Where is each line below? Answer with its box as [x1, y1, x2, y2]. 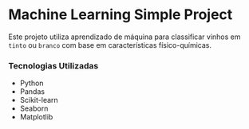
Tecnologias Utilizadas [8, 60, 99, 71]
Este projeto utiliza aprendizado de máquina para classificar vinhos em [8, 32, 241, 41]
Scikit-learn [19, 96, 58, 105]
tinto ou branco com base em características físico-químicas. [8, 40, 211, 49]
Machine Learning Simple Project [8, 6, 233, 24]
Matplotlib [19, 112, 53, 122]
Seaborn [19, 104, 49, 113]
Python [19, 78, 44, 88]
